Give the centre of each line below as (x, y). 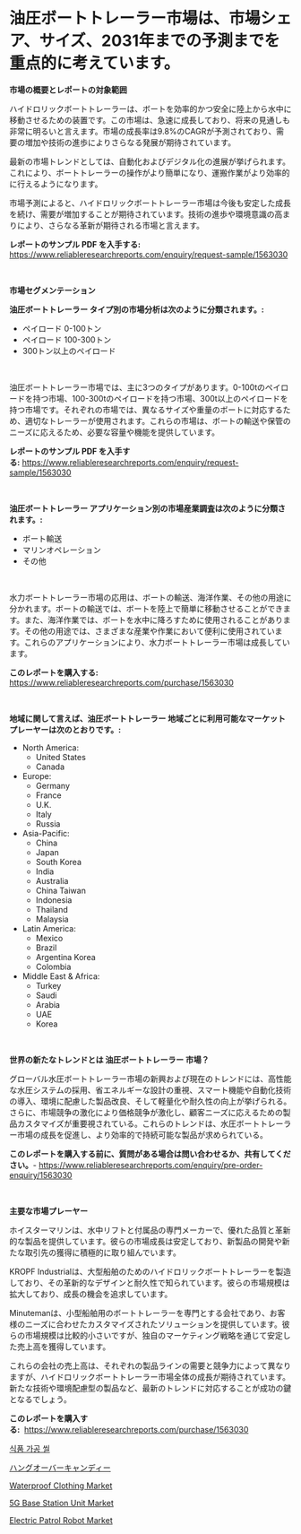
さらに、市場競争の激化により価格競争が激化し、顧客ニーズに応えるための (146, 1112)
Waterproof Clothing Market (61, 1486)
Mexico (49, 938)
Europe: (37, 776)
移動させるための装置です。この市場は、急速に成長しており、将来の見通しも (150, 120)
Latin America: (49, 928)
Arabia (48, 1004)
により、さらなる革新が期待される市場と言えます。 (110, 225)
